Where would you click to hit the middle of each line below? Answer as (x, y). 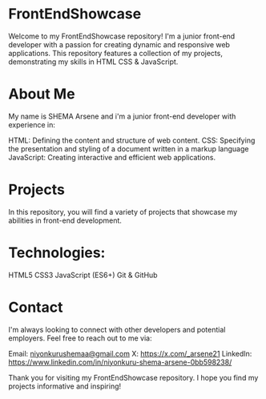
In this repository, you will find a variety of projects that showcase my (123, 212)
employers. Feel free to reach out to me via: (80, 338)
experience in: (32, 124)
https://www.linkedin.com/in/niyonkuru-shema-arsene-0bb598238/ (120, 362)
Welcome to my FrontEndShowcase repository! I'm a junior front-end (122, 36)
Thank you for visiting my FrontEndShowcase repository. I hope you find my (133, 377)
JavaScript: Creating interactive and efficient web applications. (112, 157)
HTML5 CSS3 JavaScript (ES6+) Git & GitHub (83, 275)
